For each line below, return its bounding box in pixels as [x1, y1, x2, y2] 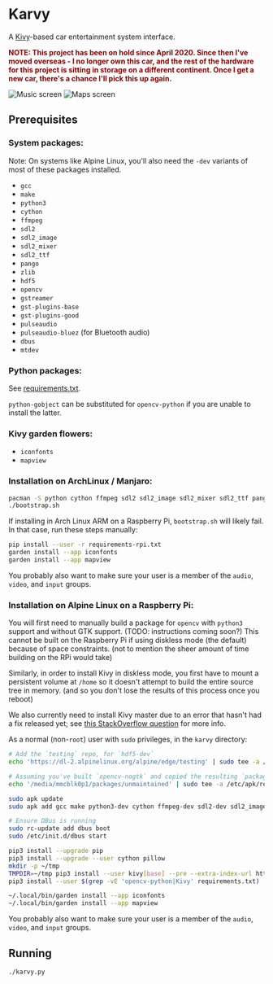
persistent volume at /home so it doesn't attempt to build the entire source [8, 677, 253, 687]
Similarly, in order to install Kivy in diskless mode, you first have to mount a [8, 668, 259, 678]
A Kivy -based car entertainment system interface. [8, 32, 176, 42]
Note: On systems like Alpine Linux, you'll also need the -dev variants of [8, 155, 249, 165]
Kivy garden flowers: [8, 428, 93, 440]
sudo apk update [8, 794, 63, 803]
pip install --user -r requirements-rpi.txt [8, 540, 162, 549]
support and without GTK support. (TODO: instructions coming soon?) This [8, 627, 259, 636]
